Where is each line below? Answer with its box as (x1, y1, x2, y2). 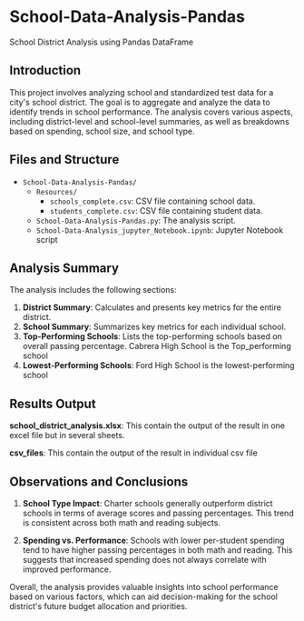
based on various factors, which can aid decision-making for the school (9, 591, 279, 602)
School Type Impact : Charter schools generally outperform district (22, 498, 274, 508)
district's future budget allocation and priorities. (9, 601, 188, 611)
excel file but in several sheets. (9, 430, 125, 441)
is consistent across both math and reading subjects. (22, 517, 221, 528)
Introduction (9, 63, 82, 78)
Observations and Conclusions (9, 474, 189, 489)
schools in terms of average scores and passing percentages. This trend (22, 507, 294, 518)
